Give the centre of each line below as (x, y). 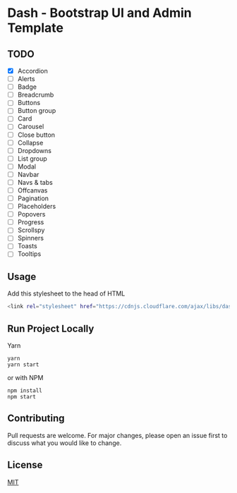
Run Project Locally (51, 328)
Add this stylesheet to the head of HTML (66, 293)
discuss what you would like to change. (65, 443)
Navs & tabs (35, 182)
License (25, 465)
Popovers (31, 214)
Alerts (26, 79)
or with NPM (25, 378)
